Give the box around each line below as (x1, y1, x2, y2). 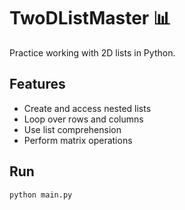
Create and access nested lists (23, 102, 152, 114)
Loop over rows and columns (23, 113, 144, 125)
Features (9, 76, 66, 93)
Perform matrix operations (23, 134, 133, 146)
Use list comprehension (23, 123, 122, 135)
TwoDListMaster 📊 (9, 7, 172, 30)
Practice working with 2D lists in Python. (9, 46, 176, 59)
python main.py (9, 190, 73, 200)
